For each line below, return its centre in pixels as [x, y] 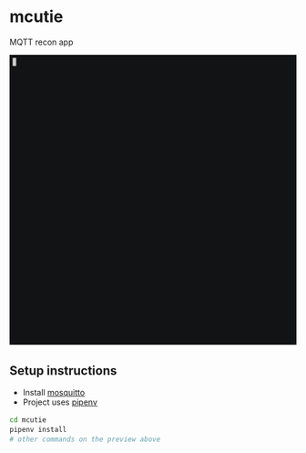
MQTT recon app [41, 42]
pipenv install [38, 429]
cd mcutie [28, 420]
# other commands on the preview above [85, 439]
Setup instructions [63, 371]
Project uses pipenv [60, 402]
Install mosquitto [54, 393]
